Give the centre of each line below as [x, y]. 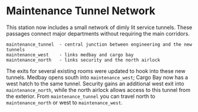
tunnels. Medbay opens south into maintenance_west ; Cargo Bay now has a [97, 77]
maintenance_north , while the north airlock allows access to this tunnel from [98, 89]
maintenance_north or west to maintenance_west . [64, 103]
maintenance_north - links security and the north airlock [83, 60]
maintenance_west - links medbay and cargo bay [70, 55]
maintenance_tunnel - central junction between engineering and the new [99, 44]
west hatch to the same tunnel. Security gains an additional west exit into [95, 84]
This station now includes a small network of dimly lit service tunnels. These [99, 27]
